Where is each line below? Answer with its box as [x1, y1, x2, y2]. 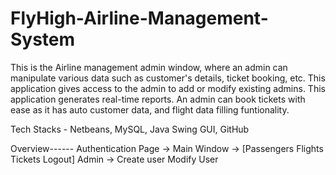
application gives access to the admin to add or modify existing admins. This [10, 82, 326, 94]
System [10, 28, 76, 51]
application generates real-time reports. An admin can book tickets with [10, 93, 306, 105]
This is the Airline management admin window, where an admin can [10, 61, 288, 73]
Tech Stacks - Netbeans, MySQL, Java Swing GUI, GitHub [10, 123, 250, 135]
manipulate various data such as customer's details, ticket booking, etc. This [10, 72, 326, 84]
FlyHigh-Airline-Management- [10, 7, 269, 30]
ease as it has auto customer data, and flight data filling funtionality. [10, 103, 290, 116]
